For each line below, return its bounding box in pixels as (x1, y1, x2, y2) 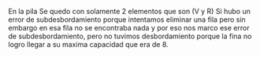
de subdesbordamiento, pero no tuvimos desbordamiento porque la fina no (8, 31, 252, 41)
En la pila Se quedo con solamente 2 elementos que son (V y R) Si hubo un (8, 7, 251, 16)
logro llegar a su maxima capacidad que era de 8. (8, 40, 169, 49)
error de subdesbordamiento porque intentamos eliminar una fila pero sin (8, 15, 246, 24)
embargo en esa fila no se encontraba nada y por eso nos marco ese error (8, 23, 250, 32)
